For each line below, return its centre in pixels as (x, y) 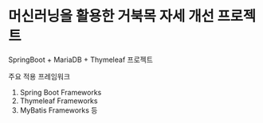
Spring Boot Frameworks (61, 92)
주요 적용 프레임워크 (39, 76)
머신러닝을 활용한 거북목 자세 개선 (111, 16)
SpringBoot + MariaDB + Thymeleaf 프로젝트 (81, 60)
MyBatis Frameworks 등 (59, 110)
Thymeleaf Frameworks (59, 101)
